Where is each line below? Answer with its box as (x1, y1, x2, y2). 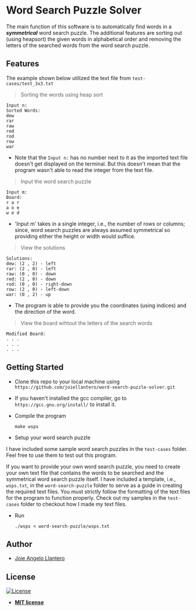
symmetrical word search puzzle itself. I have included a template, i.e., (6, 475, 176, 483)
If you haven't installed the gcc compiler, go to (14, 394, 127, 401)
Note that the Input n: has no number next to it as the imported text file (14, 154, 188, 161)
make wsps (14, 423, 39, 430)
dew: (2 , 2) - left (6, 260, 57, 267)
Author (6, 539, 32, 549)
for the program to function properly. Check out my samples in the (6, 494, 167, 501)
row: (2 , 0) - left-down (6, 286, 69, 292)
